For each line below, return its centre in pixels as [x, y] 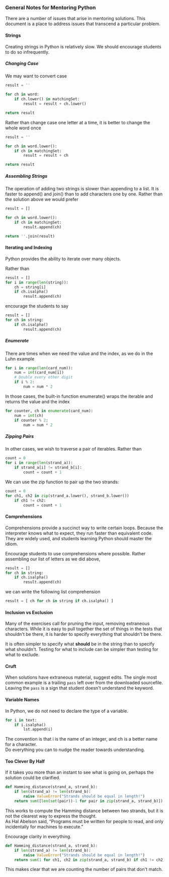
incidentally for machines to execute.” [44, 827]
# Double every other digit [44, 377]
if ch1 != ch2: [30, 500]
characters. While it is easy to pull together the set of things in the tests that [84, 629]
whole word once [23, 128]
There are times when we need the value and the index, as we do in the [79, 353]
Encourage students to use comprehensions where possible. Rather [75, 553]
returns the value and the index [37, 401]
